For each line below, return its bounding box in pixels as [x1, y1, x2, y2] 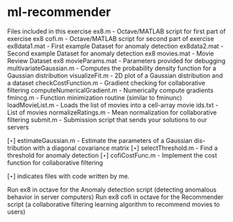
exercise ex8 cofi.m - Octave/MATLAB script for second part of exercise [7, 34, 214, 42]
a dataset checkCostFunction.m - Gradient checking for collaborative [7, 78, 206, 87]
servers [7, 123, 29, 131]
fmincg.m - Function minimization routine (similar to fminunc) [7, 93, 182, 101]
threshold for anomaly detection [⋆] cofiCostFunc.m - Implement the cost [7, 151, 218, 160]
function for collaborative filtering [7, 158, 103, 166]
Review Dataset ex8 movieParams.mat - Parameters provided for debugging [7, 56, 226, 65]
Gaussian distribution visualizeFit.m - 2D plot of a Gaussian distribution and [7, 71, 223, 80]
